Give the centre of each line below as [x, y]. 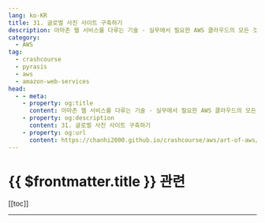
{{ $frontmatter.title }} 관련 [97, 181]
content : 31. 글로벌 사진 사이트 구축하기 [90, 125]
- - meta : [31, 96]
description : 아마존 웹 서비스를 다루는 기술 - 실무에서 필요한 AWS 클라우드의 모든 [129, 30]
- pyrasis [31, 67]
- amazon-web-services [52, 81]
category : [24, 37]
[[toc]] [19, 204]
